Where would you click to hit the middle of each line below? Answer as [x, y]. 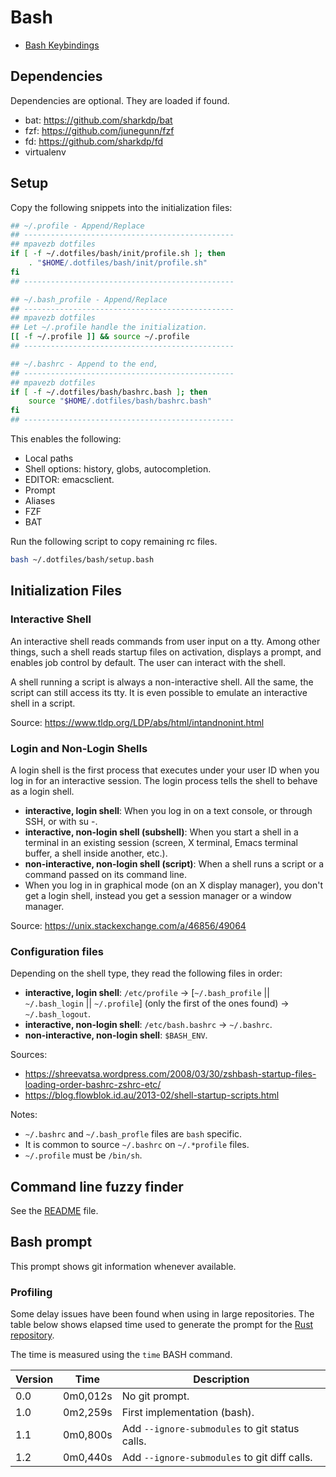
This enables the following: [66, 439]
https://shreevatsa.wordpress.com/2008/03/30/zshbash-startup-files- [170, 1074]
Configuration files [57, 951]
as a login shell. [42, 791]
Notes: [24, 1115]
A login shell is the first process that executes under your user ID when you [165, 770]
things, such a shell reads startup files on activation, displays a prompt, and [166, 652]
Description [221, 1379]
